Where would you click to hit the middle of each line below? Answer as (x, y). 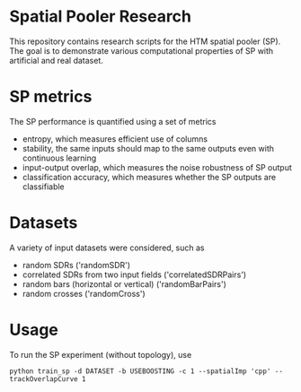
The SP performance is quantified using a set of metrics (113, 121)
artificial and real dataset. (56, 60)
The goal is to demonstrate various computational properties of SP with (142, 50)
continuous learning (59, 158)
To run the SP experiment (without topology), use (101, 354)
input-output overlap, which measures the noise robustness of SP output (157, 167)
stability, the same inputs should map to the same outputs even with (148, 148)
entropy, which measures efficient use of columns (115, 139)
